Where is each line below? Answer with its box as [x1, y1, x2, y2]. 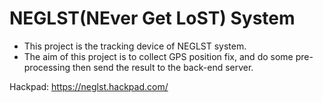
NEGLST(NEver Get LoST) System [9, 7, 296, 30]
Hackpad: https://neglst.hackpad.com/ [9, 80, 169, 92]
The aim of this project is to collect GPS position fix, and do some [23, 50, 294, 62]
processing [23, 61, 71, 73]
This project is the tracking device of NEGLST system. [23, 40, 247, 52]
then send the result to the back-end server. [72, 61, 254, 73]
